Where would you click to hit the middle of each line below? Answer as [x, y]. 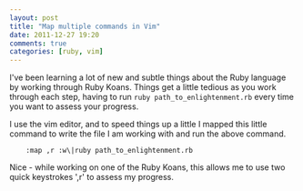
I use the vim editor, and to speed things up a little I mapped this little [138, 125]
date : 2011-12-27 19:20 [55, 35]
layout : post [34, 18]
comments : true [38, 43]
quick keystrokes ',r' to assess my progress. [92, 177]
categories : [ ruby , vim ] [56, 52]
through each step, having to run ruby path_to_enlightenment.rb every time [151, 97]
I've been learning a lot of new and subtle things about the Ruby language [148, 77]
